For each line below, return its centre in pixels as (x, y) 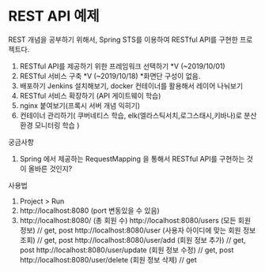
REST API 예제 (54, 16)
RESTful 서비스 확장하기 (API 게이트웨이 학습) (90, 95)
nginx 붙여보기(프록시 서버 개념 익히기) (80, 105)
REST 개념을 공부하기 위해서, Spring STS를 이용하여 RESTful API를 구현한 (123, 39)
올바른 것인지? (50, 168)
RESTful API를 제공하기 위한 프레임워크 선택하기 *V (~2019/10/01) (122, 66)
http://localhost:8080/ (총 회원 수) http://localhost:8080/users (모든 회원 (135, 220)
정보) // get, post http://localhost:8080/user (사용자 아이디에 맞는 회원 (130, 230)
